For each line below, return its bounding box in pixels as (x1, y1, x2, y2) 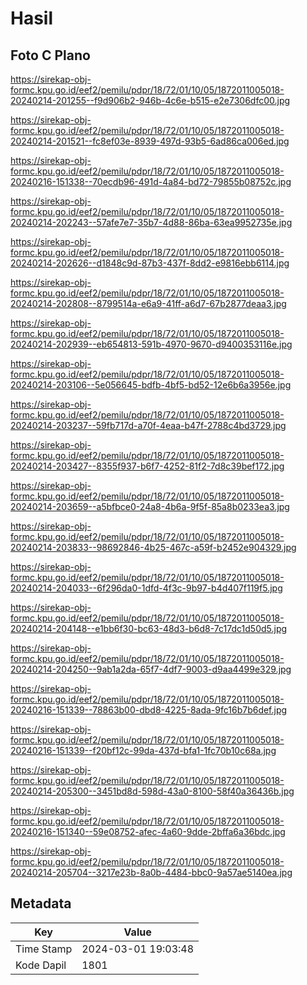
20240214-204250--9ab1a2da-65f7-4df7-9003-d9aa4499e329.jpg (10, 663, 292, 675)
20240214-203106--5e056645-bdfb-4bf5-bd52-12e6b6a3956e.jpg (10, 379, 292, 391)
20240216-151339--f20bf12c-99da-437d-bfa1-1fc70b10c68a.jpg (10, 745, 277, 756)
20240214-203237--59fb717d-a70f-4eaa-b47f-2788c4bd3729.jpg (10, 420, 287, 431)
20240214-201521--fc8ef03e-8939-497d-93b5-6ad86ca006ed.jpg (10, 135, 290, 147)
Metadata (10, 895, 72, 912)
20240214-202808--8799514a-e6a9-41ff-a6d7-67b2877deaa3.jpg (10, 298, 287, 309)
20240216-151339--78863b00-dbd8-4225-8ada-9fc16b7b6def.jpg (10, 704, 288, 716)
